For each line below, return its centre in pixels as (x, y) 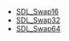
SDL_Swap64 (38, 29)
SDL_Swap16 (37, 12)
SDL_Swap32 (38, 20)
